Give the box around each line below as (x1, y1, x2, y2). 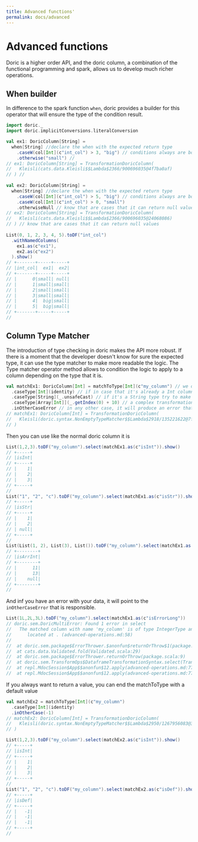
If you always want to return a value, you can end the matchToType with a (6, 681, 185, 688)
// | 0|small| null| (6, 276, 70, 282)
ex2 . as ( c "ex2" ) (16, 249, 54, 254)
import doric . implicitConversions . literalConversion (6, 128, 138, 134)
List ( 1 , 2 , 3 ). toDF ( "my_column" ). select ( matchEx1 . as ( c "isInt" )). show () (6, 444, 181, 450)
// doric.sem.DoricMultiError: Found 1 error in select (6, 621, 146, 627)
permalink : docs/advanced (6, 14, 70, 20)
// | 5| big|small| (6, 304, 70, 309)
